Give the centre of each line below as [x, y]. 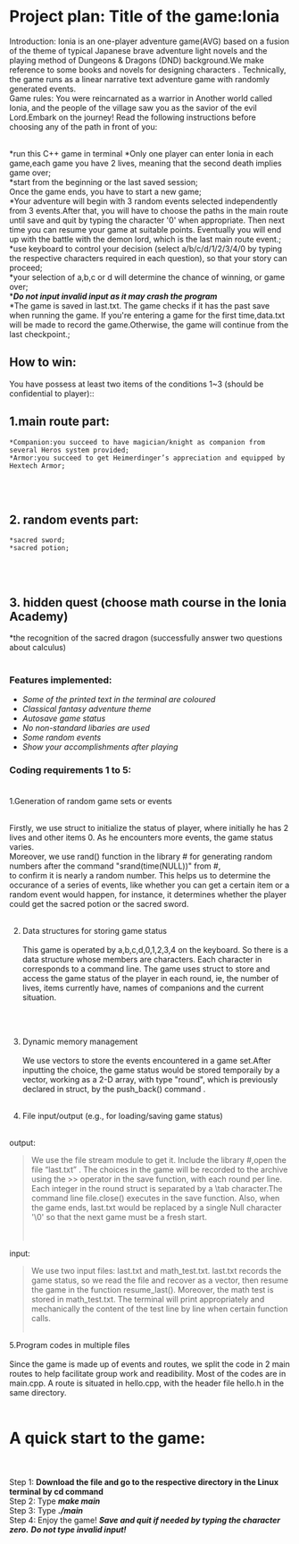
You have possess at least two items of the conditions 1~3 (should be [137, 384]
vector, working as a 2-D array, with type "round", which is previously [150, 1079]
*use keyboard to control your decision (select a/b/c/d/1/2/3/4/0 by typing [146, 249]
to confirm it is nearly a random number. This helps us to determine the [140, 875]
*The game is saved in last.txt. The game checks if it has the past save [140, 305]
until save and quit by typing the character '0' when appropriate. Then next [147, 220]
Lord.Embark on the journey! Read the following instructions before [133, 117]
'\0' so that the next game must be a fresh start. [119, 1217]
